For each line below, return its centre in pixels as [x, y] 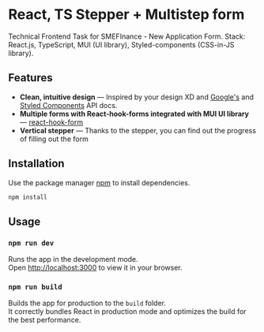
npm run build [35, 287]
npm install [28, 197]
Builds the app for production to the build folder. [87, 303]
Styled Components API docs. [68, 105]
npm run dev [31, 243]
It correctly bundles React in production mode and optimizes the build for [127, 311]
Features [30, 78]
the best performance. [45, 320]
